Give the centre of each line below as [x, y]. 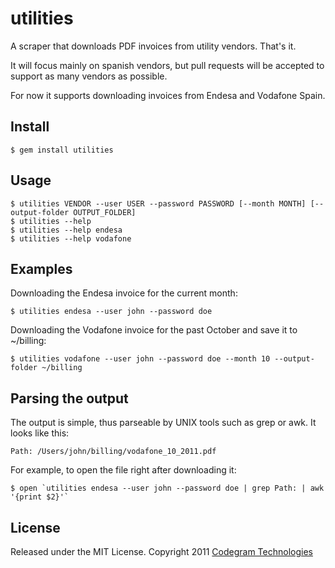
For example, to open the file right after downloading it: [123, 470]
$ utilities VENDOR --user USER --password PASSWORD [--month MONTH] [158, 203]
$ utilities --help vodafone [71, 238]
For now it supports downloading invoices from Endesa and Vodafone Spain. [168, 95]
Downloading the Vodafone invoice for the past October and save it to [154, 330]
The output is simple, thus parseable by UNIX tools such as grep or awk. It [163, 423]
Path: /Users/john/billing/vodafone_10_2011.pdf [113, 452]
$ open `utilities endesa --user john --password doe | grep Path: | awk [167, 488]
